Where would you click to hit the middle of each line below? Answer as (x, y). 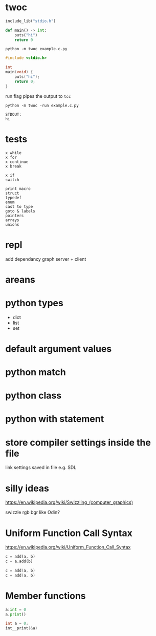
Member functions (46, 596)
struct (12, 193)
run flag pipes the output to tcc (38, 96)
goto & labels (20, 211)
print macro (18, 188)
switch (12, 180)
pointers (15, 216)
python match (36, 372)
